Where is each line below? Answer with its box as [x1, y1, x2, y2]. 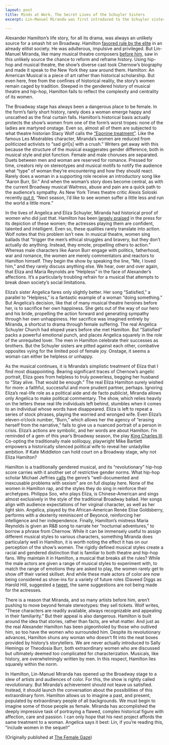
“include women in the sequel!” [5, 724, 70, 731]
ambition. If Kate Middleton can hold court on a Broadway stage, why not [5, 449, 157, 455]
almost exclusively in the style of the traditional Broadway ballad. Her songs [5, 496, 162, 502]
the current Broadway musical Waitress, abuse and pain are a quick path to [5, 184, 161, 190]
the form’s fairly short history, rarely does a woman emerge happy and [5, 109, 151, 115]
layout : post [5, 7, 33, 13]
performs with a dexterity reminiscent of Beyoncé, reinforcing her [5, 512, 141, 518]
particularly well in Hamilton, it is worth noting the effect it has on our [5, 539, 148, 545]
